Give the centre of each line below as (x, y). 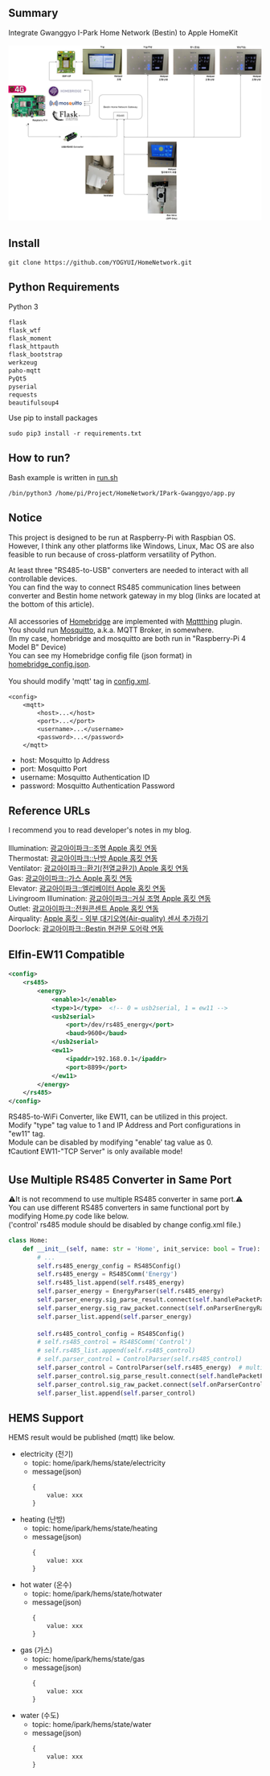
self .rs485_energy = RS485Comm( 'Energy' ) (108, 1274)
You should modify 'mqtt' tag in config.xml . (80, 681)
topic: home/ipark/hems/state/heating (95, 1528)
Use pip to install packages (53, 417)
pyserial (23, 386)
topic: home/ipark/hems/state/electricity (99, 1463)
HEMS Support (46, 1418)
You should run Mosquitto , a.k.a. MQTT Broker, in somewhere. (111, 630)
